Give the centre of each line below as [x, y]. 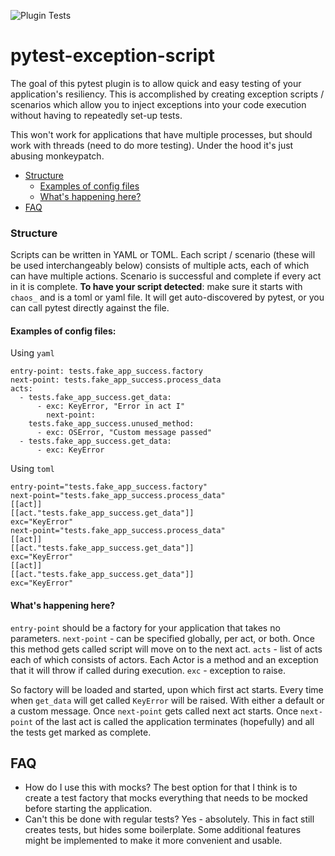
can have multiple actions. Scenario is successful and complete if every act [166, 276]
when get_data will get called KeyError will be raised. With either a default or [167, 700]
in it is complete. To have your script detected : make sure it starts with [156, 287]
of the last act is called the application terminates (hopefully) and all [174, 721]
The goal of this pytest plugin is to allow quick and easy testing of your [156, 83]
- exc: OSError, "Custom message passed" [124, 433]
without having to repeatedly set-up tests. [96, 115]
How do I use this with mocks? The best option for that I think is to [161, 787]
